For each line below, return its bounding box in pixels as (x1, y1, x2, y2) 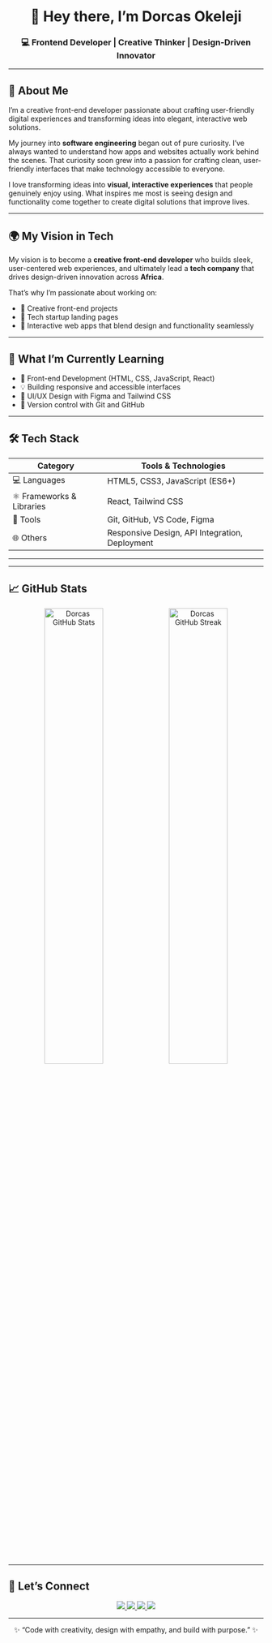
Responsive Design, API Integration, (107, 527, 243, 538)
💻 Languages (12, 474, 66, 485)
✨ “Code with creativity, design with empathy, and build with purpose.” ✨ (13, 1625, 259, 1635)
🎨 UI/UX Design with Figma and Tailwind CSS (19, 391, 172, 401)
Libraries (12, 501, 46, 512)
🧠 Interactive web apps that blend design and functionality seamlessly (19, 320, 254, 331)
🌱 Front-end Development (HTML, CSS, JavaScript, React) (19, 373, 215, 383)
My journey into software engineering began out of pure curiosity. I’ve (8, 138, 245, 148)
